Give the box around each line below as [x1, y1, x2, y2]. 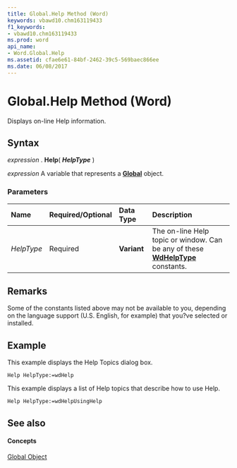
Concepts [7, 437, 37, 445]
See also [7, 417, 46, 429]
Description [152, 210, 193, 220]
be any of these [152, 244, 205, 253]
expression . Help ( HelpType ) [7, 156, 95, 164]
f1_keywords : [7, 23, 46, 30]
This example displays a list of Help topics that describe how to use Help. [7, 384, 221, 392]
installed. [7, 319, 34, 328]
